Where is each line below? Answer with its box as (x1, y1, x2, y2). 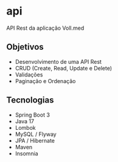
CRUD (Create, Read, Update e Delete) (15, 64, 113, 72)
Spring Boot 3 (15, 111, 50, 118)
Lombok (15, 124, 36, 131)
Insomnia (15, 150, 38, 157)
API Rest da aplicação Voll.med (6, 24, 85, 32)
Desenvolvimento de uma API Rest (15, 58, 102, 65)
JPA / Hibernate (15, 137, 55, 144)
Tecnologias (6, 95, 54, 106)
